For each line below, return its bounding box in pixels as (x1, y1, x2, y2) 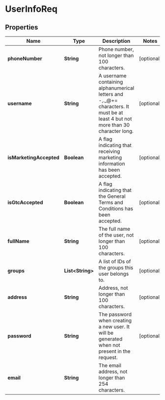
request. (98, 354, 118, 361)
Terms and (98, 199, 124, 206)
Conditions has (98, 205, 134, 212)
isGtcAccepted (7, 199, 43, 206)
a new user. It (98, 323, 130, 330)
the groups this (98, 264, 134, 271)
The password (98, 311, 132, 318)
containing (98, 79, 123, 85)
